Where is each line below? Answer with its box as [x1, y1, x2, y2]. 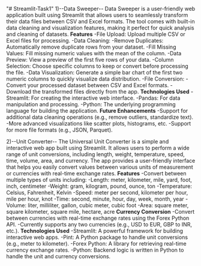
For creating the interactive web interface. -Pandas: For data [31, 94, 181, 101]
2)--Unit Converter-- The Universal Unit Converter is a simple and [6, 138, 169, 145]
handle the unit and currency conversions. [6, 253, 111, 260]
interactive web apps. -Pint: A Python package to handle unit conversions [6, 234, 188, 241]
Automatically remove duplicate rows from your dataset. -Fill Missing [6, 43, 176, 50]
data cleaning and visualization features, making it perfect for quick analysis [6, 24, 194, 31]
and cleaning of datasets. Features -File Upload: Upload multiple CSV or [6, 31, 186, 38]
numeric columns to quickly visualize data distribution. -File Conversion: [6, 75, 185, 82]
